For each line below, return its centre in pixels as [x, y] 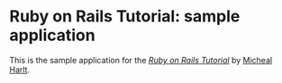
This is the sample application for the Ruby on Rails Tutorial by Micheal [141, 60]
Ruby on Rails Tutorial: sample [125, 17]
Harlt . [19, 70]
